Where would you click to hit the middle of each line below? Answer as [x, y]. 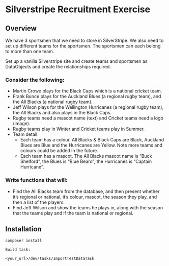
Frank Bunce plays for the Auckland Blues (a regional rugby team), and [87, 96]
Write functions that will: [36, 180]
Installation [23, 229]
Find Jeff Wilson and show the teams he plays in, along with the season [88, 207]
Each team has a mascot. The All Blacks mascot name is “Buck [86, 156]
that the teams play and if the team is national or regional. [73, 213]
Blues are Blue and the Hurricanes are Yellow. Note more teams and [91, 145]
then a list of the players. [39, 202]
